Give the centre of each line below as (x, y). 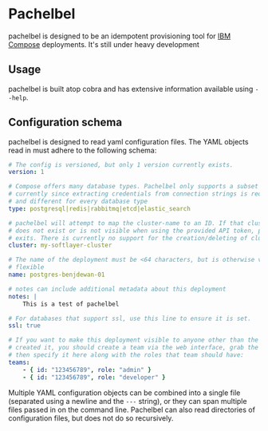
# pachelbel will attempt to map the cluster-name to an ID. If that (126, 223)
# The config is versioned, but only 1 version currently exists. (121, 164)
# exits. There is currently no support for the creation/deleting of (128, 238)
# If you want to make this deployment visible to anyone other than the (134, 340)
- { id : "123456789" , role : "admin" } (87, 370)
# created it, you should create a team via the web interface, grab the (134, 348)
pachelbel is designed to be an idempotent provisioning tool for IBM (120, 36)
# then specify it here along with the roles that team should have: (126, 355)
